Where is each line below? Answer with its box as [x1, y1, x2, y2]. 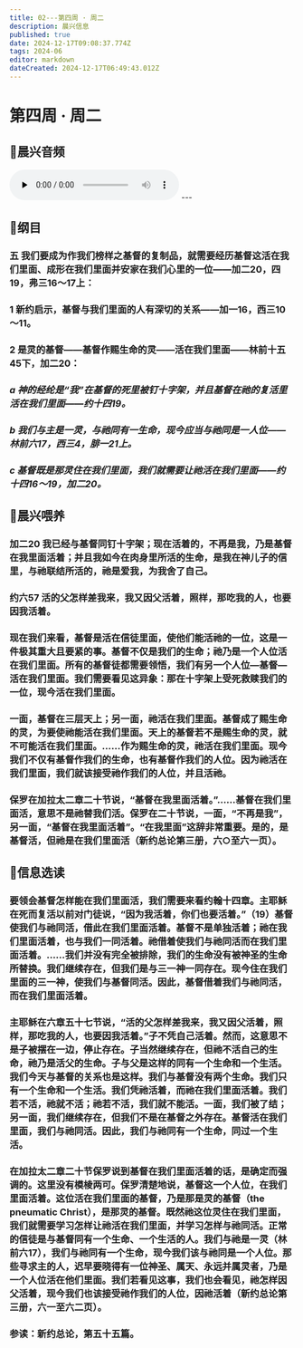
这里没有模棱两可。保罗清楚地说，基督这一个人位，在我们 [37, 1179, 288, 1191]
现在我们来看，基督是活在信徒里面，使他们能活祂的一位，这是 [9, 631, 279, 644]
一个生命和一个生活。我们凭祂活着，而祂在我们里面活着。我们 [18, 1084, 288, 1097]
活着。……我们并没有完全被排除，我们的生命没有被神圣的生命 [18, 948, 288, 961]
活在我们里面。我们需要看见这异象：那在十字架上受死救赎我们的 [9, 672, 288, 685]
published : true [9, 30, 71, 39]
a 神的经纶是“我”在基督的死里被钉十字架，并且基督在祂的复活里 [9, 383, 288, 396]
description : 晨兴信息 [9, 22, 90, 31]
